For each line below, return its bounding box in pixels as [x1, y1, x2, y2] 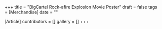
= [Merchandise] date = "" [4, 9, 58, 15]
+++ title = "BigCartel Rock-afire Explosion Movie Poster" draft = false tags [4, 4, 158, 10]
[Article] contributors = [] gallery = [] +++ [4, 19, 89, 24]
